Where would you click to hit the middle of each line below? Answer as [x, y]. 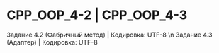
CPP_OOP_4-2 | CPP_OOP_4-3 [97, 15]
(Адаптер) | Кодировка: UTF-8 [52, 42]
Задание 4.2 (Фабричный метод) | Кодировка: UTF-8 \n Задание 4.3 [109, 35]
